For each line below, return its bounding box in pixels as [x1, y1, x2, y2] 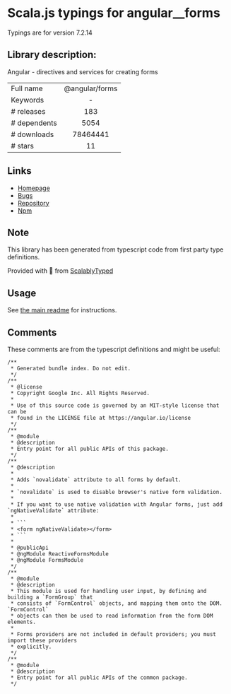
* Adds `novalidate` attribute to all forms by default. [10, 476, 182, 483]
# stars [11, 141, 34, 151]
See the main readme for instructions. [7, 306, 117, 314]
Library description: [7, 49, 97, 61]
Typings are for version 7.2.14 [7, 28, 93, 37]
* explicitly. [10, 643, 52, 650]
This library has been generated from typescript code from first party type [7, 245, 224, 254]
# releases [11, 106, 46, 116]
